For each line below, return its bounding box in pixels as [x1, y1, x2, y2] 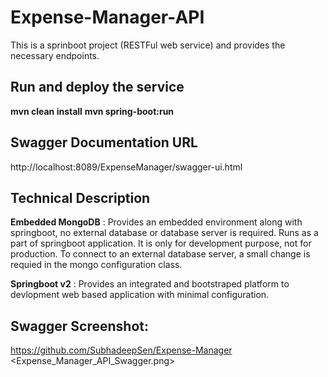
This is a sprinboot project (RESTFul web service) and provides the [10, 39, 286, 51]
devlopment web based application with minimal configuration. [10, 289, 270, 301]
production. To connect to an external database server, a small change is [10, 248, 311, 260]
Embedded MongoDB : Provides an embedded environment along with [10, 216, 303, 228]
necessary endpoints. [10, 49, 100, 61]
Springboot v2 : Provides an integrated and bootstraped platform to [10, 278, 290, 290]
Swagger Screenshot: [10, 317, 149, 335]
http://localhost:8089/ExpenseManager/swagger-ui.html [10, 161, 243, 173]
